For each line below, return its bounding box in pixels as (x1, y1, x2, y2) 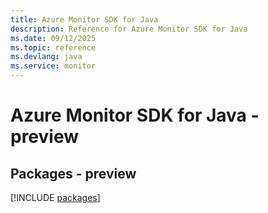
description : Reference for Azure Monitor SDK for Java (10, 24, 248, 34)
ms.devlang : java (10, 52, 83, 62)
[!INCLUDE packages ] (10, 192, 101, 203)
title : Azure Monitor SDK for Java (10, 14, 159, 25)
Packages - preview (10, 165, 137, 182)
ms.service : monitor (10, 61, 97, 71)
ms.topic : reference (10, 42, 97, 53)
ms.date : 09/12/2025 (10, 33, 97, 43)
